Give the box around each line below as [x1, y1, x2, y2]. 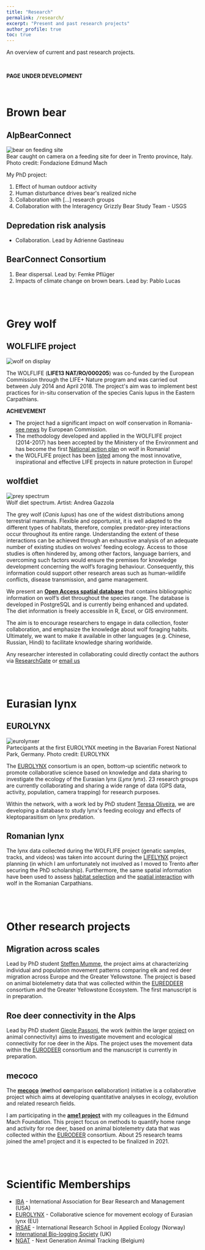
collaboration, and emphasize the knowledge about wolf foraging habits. [6, 626, 189, 633]
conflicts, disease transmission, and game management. [6, 575, 149, 583]
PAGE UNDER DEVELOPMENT [6, 72, 83, 80]
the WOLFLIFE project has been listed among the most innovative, [15, 452, 182, 459]
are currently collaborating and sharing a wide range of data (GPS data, [6, 782, 187, 789]
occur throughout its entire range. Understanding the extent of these [6, 530, 179, 537]
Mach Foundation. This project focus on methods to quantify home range [6, 1118, 191, 1125]
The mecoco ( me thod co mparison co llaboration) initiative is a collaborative [6, 1087, 196, 1094]
